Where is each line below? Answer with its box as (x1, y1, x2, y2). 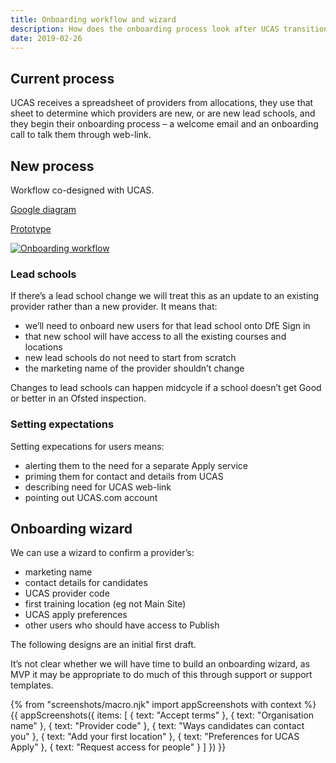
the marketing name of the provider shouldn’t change (24, 362, 245, 375)
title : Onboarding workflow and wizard (10, 14, 177, 25)
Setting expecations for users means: (10, 440, 165, 452)
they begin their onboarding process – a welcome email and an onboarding (10, 118, 319, 130)
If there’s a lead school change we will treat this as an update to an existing (10, 290, 320, 302)
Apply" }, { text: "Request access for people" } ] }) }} (10, 741, 227, 753)
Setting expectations (10, 417, 115, 431)
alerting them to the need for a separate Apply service (24, 459, 249, 471)
